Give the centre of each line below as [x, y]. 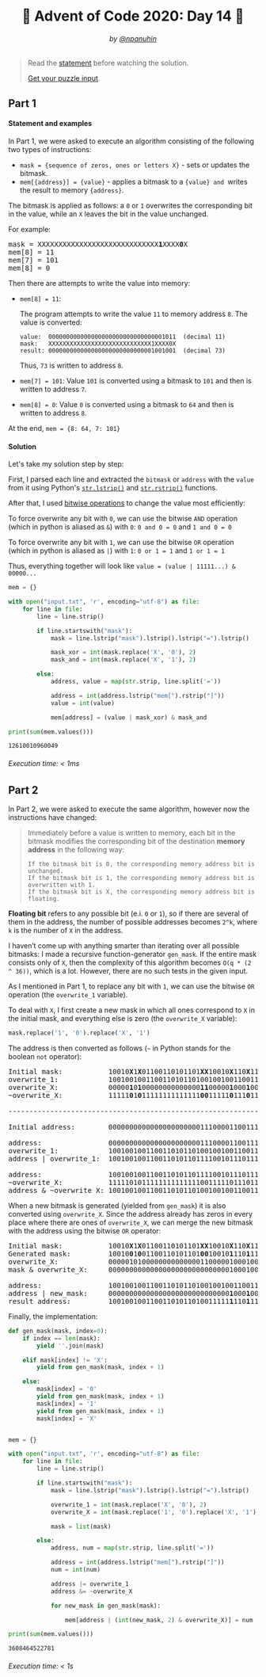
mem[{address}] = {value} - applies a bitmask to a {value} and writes [133, 181]
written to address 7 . [53, 389]
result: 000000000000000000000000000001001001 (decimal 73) [123, 351]
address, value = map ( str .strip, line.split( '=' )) [136, 682]
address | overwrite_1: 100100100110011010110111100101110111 [133, 1159]
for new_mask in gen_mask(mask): [105, 1606]
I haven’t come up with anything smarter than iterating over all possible [124, 946]
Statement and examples [50, 124]
